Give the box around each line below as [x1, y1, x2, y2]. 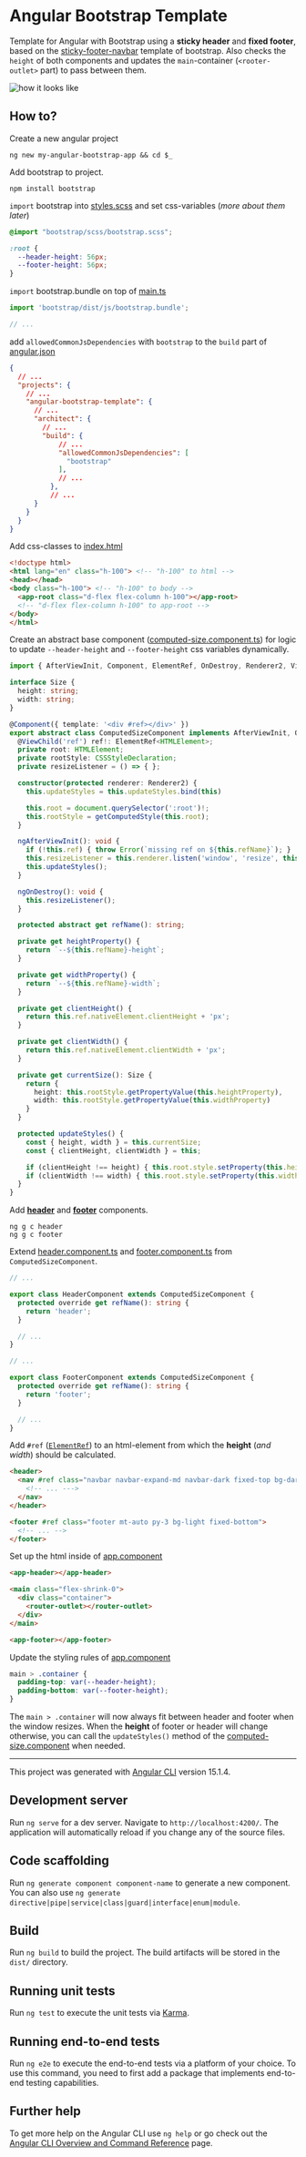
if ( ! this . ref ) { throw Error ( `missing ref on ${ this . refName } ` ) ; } [25, 845, 291, 854]
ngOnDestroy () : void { [17, 887, 104, 896]
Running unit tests [9, 1983, 116, 1999]
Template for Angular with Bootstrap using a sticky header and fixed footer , [9, 36, 296, 46]
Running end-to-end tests [9, 2033, 160, 2050]
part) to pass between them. [40, 65, 148, 76]
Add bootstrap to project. [9, 166, 105, 178]
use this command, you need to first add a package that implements [9, 2068, 265, 2079]
